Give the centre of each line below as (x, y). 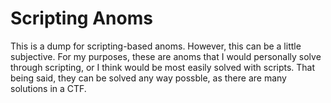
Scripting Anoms (81, 18)
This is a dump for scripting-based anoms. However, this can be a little (156, 46)
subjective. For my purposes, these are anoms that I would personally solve (166, 56)
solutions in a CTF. (48, 88)
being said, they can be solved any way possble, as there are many (148, 78)
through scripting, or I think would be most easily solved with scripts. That (163, 67)
